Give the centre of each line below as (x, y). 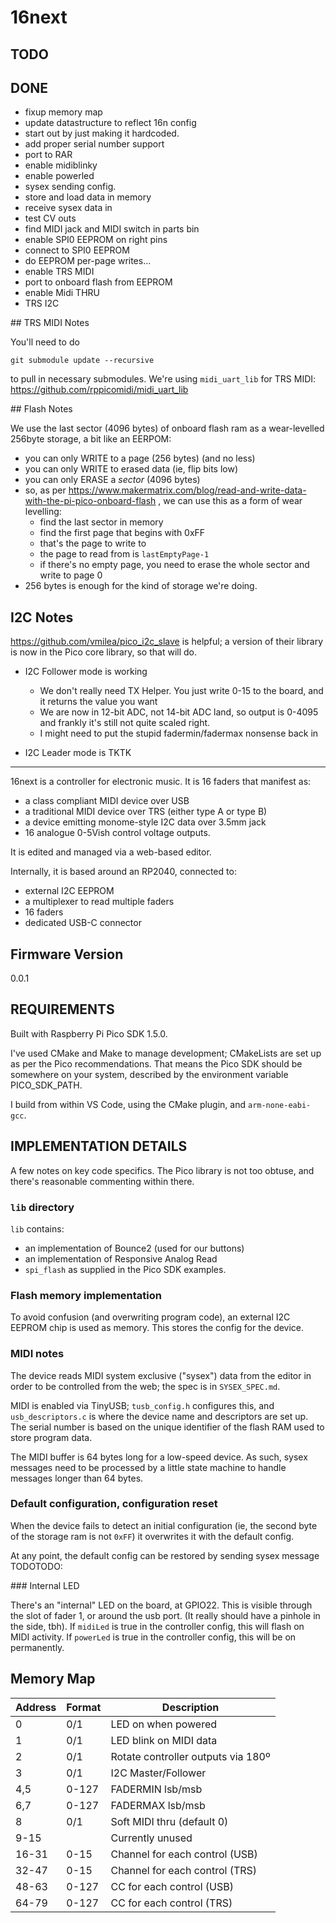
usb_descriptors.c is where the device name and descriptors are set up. (159, 1416)
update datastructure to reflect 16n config (110, 123)
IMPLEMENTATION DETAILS (99, 1146)
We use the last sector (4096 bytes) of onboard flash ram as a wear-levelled (167, 428)
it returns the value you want (98, 702)
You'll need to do (45, 342)
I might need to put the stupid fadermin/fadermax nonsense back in (179, 733)
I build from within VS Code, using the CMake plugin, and (128, 1104)
